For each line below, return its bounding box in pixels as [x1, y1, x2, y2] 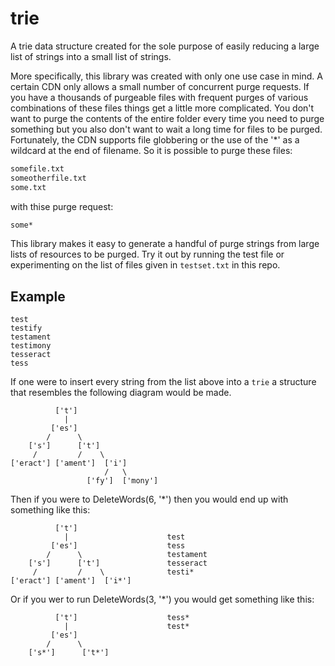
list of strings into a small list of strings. [10, 50, 172, 62]
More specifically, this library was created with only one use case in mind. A [10, 70, 323, 82]
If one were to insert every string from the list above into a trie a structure [10, 376, 317, 388]
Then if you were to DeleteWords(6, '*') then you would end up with [10, 493, 289, 506]
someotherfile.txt [10, 173, 87, 183]
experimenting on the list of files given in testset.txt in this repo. [10, 259, 281, 271]
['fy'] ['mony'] [86, 476, 159, 486]
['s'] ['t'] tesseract [28, 558, 208, 569]
